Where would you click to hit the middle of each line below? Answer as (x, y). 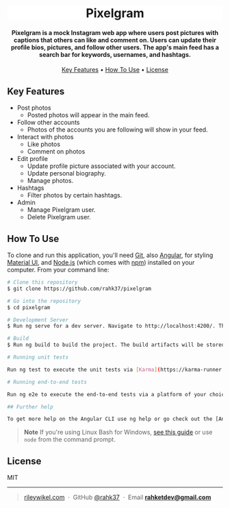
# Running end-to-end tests (47, 382)
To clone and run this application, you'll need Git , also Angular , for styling (110, 255)
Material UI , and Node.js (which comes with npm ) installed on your (101, 263)
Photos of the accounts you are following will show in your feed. (117, 130)
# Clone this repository (42, 282)
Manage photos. (50, 181)
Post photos (34, 108)
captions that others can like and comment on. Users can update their (115, 40)
